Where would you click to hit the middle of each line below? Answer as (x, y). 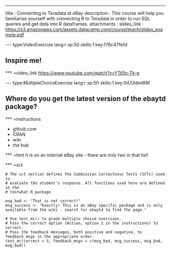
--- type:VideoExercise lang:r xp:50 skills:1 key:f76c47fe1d (66, 45)
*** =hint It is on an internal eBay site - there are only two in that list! (77, 155)
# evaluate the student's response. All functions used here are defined (85, 183)
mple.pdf (15, 35)
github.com (25, 129)
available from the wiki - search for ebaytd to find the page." (76, 210)
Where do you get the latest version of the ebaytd (85, 99)
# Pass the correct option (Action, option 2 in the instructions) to (82, 223)
